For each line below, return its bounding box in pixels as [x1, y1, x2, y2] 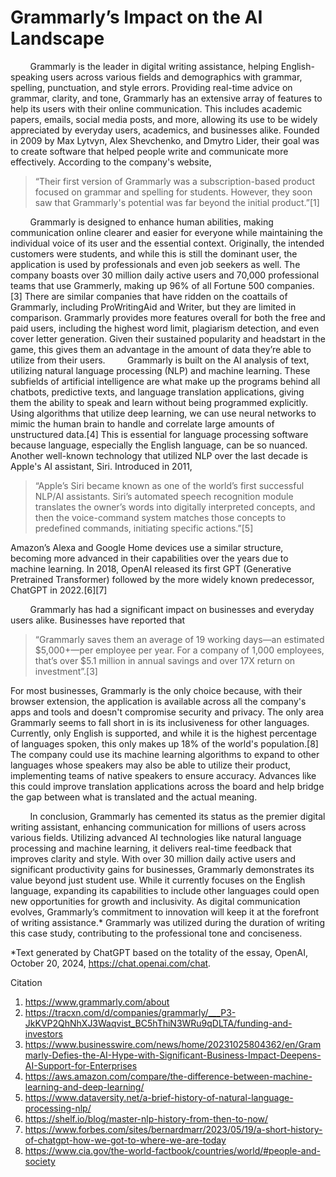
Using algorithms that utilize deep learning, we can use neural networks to [10, 407, 317, 419]
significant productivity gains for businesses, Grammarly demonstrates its [10, 863, 315, 875]
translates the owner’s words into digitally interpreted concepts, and [34, 501, 316, 513]
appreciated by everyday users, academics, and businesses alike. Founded [10, 124, 320, 136]
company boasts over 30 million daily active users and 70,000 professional [10, 269, 320, 281]
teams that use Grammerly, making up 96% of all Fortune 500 [10, 279, 265, 291]
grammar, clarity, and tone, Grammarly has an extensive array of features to [10, 92, 323, 104]
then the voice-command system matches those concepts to [34, 511, 287, 523]
